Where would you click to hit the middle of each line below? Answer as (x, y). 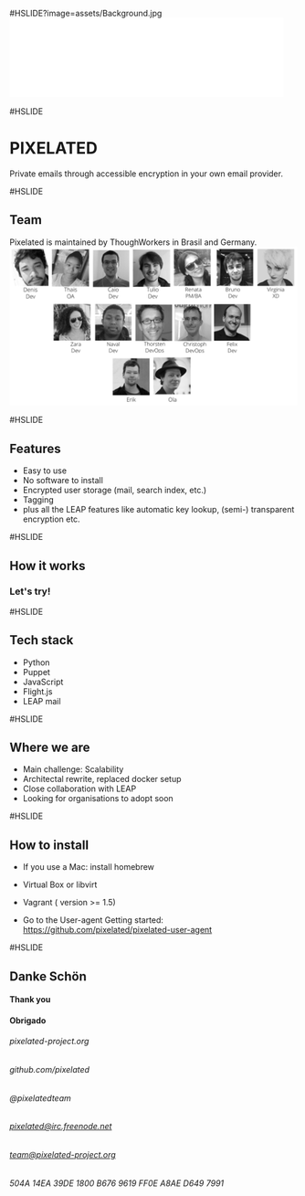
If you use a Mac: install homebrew (89, 867)
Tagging (38, 500)
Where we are (50, 748)
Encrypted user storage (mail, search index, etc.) (115, 490)
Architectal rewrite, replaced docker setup (102, 779)
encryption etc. (51, 519)
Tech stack (42, 640)
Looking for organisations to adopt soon (98, 799)
